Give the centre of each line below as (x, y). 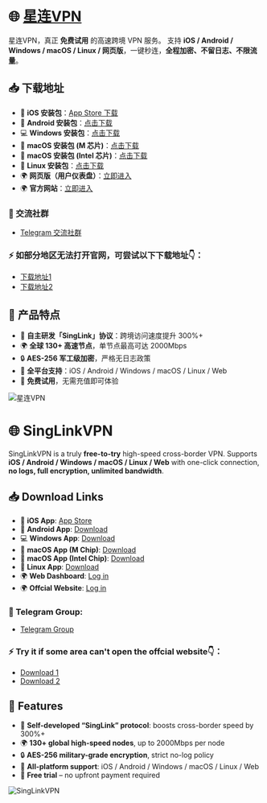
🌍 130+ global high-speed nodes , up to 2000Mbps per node (122, 743)
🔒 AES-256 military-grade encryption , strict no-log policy (117, 755)
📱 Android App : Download (64, 529)
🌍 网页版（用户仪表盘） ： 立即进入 (76, 175)
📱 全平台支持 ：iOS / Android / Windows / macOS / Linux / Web (123, 371)
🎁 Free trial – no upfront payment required (90, 775)
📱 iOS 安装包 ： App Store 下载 (69, 113)
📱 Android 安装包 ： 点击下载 (66, 122)
